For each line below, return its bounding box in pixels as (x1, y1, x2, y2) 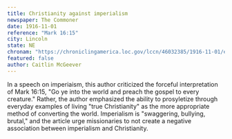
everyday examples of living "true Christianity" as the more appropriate (7, 102, 210, 110)
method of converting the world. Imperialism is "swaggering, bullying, (7, 109, 206, 118)
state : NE (7, 42, 36, 49)
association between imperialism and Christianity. (7, 124, 148, 132)
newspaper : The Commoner (7, 17, 79, 23)
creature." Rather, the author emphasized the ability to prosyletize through (7, 94, 218, 103)
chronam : (7, 49, 32, 56)
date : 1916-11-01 (7, 23, 57, 30)
